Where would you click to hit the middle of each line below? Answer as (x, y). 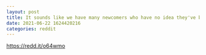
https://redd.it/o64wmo (36, 46)
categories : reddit (31, 29)
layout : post (23, 12)
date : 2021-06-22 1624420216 (44, 23)
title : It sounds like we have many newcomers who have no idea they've (101, 18)
